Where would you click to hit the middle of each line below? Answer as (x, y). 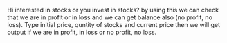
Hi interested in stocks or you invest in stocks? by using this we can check (113, 10)
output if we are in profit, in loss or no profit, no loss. (82, 32)
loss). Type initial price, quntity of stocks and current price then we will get (113, 25)
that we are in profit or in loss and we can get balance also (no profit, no (110, 17)
